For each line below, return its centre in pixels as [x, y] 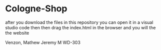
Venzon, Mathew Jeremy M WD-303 [43, 42]
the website [17, 33]
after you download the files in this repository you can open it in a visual [79, 22]
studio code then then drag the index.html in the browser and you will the [80, 27]
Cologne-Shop [36, 9]
